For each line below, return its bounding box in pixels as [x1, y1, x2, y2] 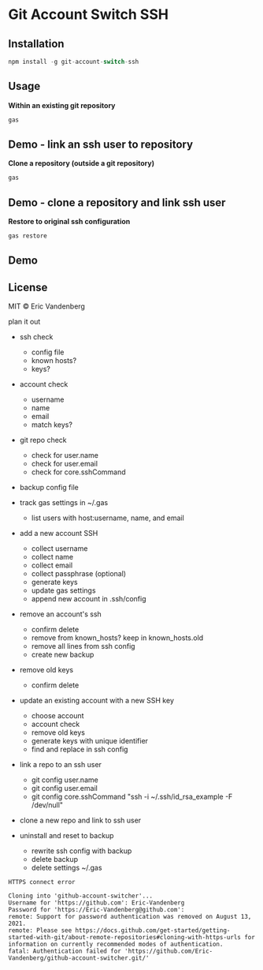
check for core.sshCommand [31, 467, 126, 477]
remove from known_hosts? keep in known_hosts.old [31, 633, 204, 642]
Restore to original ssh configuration [8, 217, 131, 227]
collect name [31, 552, 74, 562]
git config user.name [31, 775, 98, 785]
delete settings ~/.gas [31, 863, 102, 873]
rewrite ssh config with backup [31, 846, 132, 856]
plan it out [8, 317, 41, 327]
